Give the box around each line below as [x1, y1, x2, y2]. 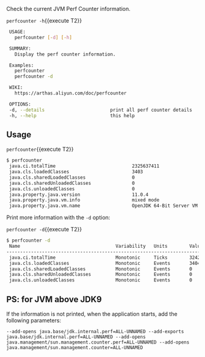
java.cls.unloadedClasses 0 [9, 186, 135, 192]
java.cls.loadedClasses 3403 [9, 169, 143, 175]
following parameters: [6, 317, 62, 324]
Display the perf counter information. [14, 51, 116, 57]
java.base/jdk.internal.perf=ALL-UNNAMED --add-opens [6, 334, 146, 340]
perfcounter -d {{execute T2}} [6, 226, 82, 233]
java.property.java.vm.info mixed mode [9, 197, 160, 203]
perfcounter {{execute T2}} [6, 146, 74, 153]
